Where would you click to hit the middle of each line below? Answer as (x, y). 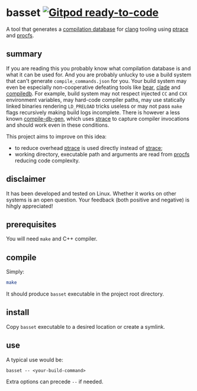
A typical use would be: (35, 360)
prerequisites (31, 224)
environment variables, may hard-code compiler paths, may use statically (96, 100)
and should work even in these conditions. (58, 125)
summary (24, 54)
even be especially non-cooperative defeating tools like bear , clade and (93, 87)
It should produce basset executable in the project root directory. (85, 294)
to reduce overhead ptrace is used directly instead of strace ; (88, 148)
